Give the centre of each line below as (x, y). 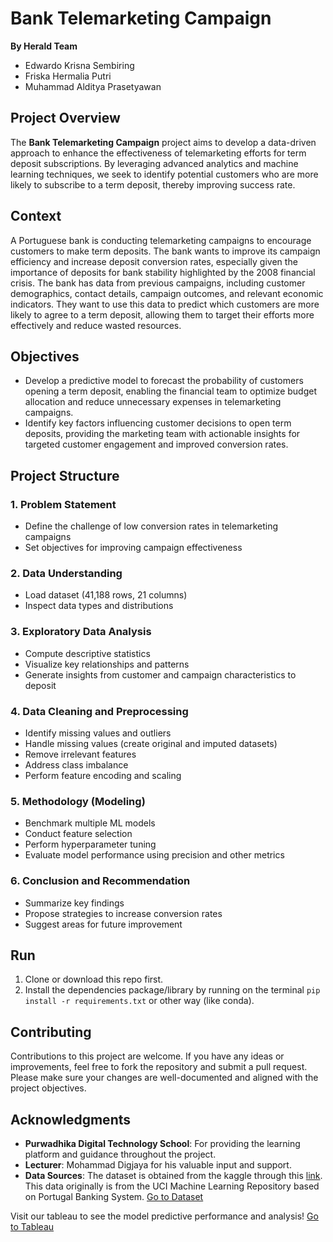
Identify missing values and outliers (98, 733)
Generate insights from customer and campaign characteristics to (160, 674)
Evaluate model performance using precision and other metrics (154, 855)
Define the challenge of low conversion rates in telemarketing (151, 526)
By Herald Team (44, 46)
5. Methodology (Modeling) (78, 801)
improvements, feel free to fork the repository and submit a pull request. (159, 1067)
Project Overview (65, 118)
